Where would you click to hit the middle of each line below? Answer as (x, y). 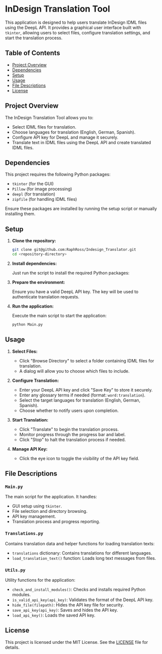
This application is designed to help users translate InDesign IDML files (76, 22)
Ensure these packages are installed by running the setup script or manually (81, 209)
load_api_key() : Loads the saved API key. (54, 615)
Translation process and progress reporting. (56, 522)
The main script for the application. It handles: (51, 497)
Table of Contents (33, 53)
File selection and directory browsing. (50, 511)
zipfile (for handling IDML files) (44, 199)
